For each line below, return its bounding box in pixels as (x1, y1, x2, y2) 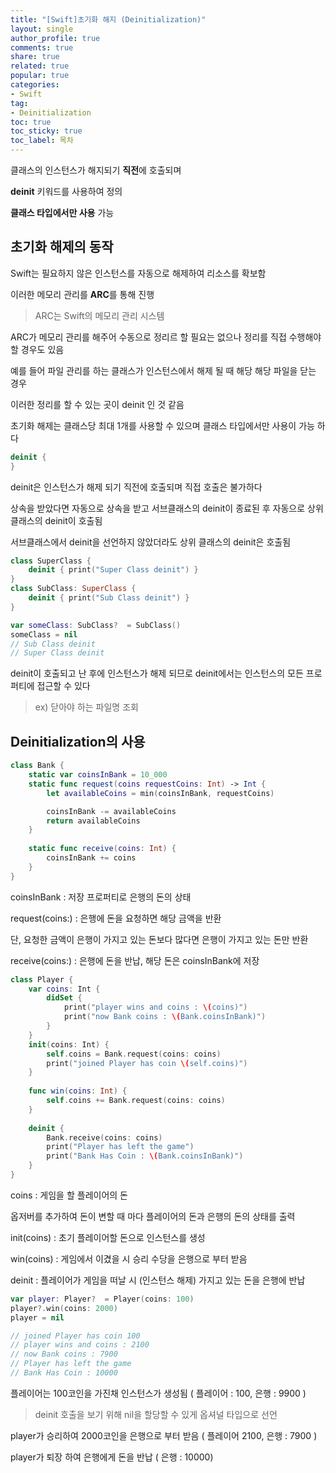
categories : (10, 80, 60, 90)
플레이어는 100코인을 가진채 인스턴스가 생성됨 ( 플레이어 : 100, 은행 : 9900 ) (10, 1387, 307, 1399)
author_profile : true (10, 33, 101, 43)
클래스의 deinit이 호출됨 (10, 514, 103, 526)
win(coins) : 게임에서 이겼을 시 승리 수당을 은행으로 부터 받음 (10, 1252, 248, 1265)
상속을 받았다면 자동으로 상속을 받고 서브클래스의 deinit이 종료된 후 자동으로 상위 (10, 502, 324, 514)
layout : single (10, 24, 74, 34)
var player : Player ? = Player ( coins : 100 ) (10, 1294, 195, 1304)
